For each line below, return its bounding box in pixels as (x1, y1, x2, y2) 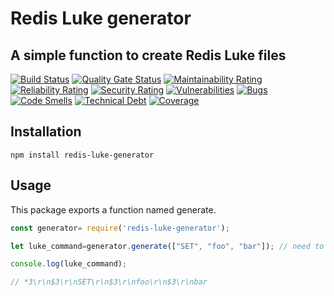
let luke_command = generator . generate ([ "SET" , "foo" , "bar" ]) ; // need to (10, 241, 325, 251)
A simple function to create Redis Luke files (10, 47, 287, 64)
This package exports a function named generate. (10, 203, 217, 216)
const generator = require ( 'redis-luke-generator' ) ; (10, 223, 230, 233)
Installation (10, 123, 82, 141)
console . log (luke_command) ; (10, 259, 128, 269)
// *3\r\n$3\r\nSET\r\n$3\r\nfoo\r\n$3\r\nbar (10, 277, 208, 287)
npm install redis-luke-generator (10, 150, 155, 160)
